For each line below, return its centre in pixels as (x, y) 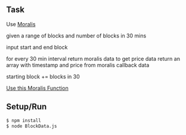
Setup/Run (27, 107)
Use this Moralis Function (37, 88)
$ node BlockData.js (32, 126)
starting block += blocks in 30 (43, 76)
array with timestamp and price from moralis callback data (78, 65)
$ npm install (24, 120)
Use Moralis (21, 24)
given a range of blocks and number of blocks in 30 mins (76, 36)
